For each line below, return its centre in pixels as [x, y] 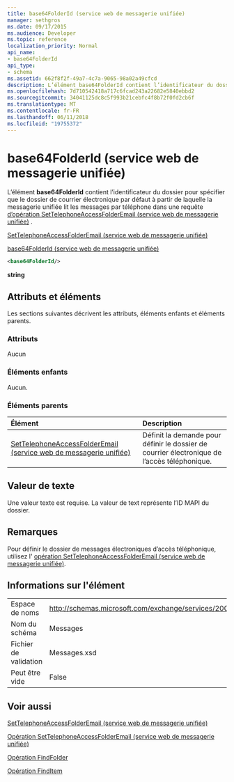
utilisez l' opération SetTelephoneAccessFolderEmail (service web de [106, 556]
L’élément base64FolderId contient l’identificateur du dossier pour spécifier [116, 192]
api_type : [22, 65]
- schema [20, 72]
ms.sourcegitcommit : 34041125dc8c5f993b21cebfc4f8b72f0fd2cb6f [101, 98]
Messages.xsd [73, 653]
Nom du [24, 624]
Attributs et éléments [54, 297]
